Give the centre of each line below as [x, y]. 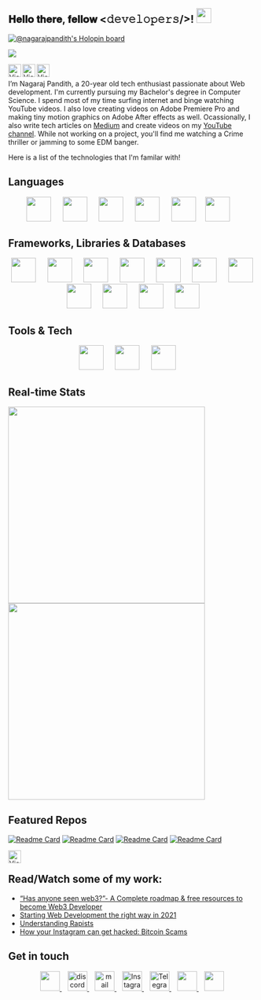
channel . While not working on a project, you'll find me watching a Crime [126, 134]
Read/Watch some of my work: [85, 879]
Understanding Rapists [57, 923]
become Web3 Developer [61, 906]
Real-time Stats [47, 392]
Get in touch [39, 956]
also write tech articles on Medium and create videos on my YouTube [120, 125]
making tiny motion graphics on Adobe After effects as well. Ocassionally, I [129, 117]
